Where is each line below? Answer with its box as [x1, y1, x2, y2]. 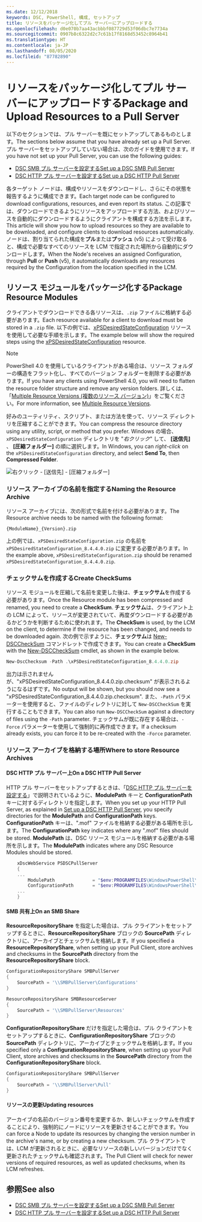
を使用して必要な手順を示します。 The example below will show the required [6, 332, 194, 339]
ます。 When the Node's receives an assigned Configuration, [32, 250, 182, 258]
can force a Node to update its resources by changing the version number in [6, 1130, 195, 1137]
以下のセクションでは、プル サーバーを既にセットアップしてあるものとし [6, 130, 186, 137]
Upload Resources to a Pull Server [6, 110, 180, 123]
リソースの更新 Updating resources [6, 1101, 94, 1108]
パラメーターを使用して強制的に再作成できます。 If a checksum [20, 723, 177, 730]
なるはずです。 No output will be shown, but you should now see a [16, 685, 180, 692]
